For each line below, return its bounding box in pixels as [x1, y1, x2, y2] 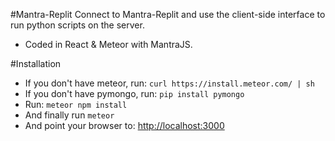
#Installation [10, 58, 62, 69]
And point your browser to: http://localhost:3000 [24, 120, 225, 131]
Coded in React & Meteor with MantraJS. [24, 39, 193, 50]
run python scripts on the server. [10, 19, 145, 31]
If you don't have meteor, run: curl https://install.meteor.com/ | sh [24, 77, 315, 89]
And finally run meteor [24, 109, 115, 121]
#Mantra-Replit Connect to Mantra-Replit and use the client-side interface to [10, 9, 326, 20]
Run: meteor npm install [24, 99, 128, 110]
